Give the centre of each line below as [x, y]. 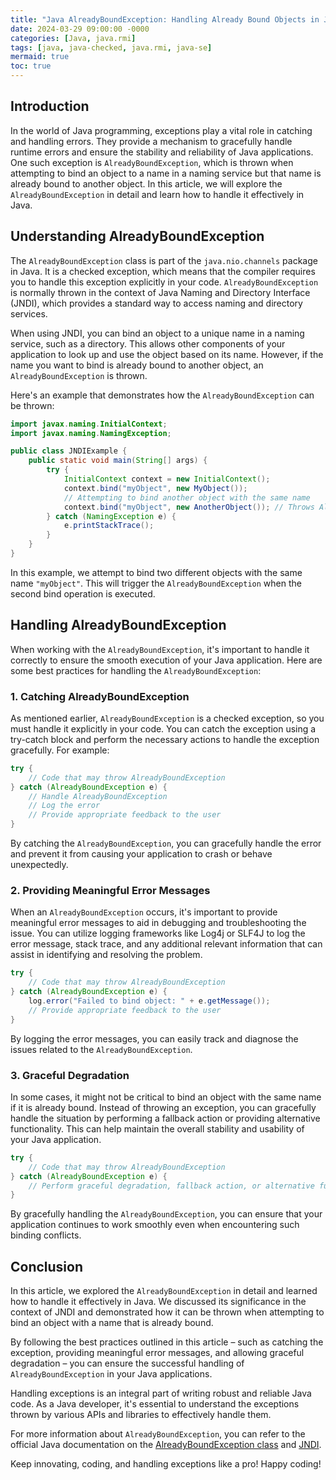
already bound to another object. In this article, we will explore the [146, 183]
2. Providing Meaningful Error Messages [110, 891]
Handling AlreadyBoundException [118, 625]
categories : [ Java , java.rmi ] [73, 38]
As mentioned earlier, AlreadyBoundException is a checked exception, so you [167, 718]
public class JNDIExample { [69, 451]
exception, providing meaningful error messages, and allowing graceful [157, 1353]
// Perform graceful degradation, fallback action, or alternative [171, 1186]
